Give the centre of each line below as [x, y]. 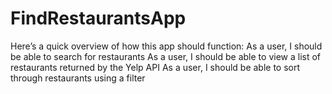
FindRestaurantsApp [98, 18]
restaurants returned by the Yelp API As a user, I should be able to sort [155, 67]
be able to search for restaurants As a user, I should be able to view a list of [166, 56]
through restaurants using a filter [78, 78]
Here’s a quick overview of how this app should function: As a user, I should [166, 46]
